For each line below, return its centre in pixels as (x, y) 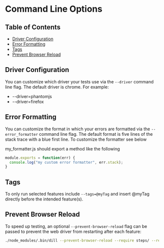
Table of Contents (33, 27)
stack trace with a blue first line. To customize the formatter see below (76, 139)
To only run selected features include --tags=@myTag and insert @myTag (77, 194)
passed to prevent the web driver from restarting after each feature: (73, 231)
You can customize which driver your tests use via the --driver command (79, 81)
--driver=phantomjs (32, 96)
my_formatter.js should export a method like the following (63, 149)
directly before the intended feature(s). (44, 199)
